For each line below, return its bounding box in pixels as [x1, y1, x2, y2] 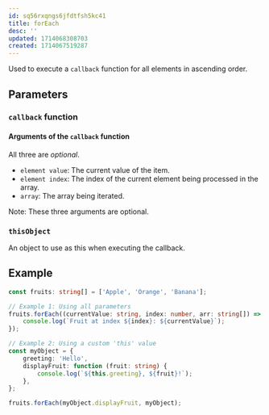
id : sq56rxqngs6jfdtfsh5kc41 [8, 11, 106, 20]
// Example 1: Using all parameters [8, 302, 131, 311]
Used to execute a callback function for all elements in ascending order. [8, 64, 248, 73]
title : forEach [8, 19, 60, 27]
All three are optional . [8, 149, 81, 159]
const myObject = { [8, 347, 74, 355]
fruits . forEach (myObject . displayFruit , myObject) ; [8, 399, 182, 408]
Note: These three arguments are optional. [8, 207, 149, 216]
